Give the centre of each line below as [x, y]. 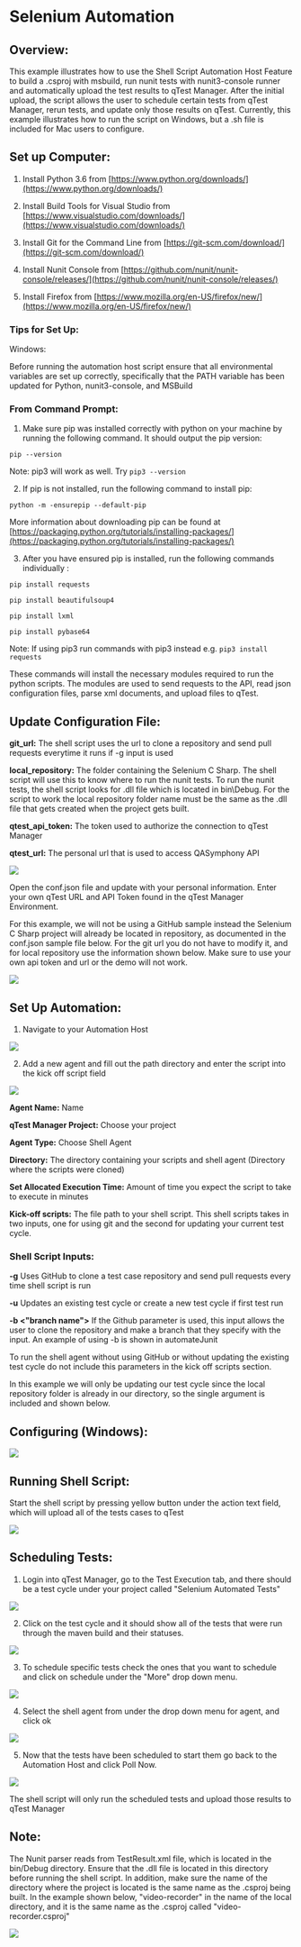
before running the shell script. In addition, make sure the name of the [138, 1878]
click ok [37, 1720]
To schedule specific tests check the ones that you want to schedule [149, 1667]
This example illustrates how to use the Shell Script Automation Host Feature [151, 71]
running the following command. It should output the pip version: [142, 438]
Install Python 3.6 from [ [67, 178]
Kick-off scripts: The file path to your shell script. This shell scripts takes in [149, 1215]
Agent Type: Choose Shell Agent [71, 1142]
